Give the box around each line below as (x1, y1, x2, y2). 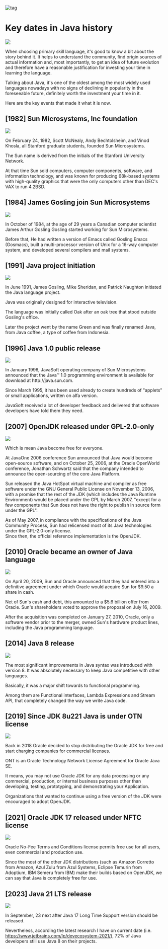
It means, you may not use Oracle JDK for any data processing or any (5, 773, 149, 779)
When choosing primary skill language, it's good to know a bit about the (5, 48, 154, 54)
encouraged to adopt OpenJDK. (5, 799, 71, 805)
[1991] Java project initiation (5, 261, 96, 270)
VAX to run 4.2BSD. (5, 184, 46, 190)
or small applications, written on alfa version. (5, 392, 98, 399)
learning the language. (5, 69, 52, 75)
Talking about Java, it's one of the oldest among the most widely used (5, 80, 151, 86)
